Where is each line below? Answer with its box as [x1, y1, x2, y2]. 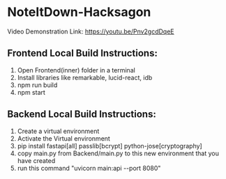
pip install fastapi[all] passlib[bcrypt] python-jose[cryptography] [17, 141, 202, 150]
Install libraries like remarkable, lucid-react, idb [17, 73, 153, 81]
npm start [17, 88, 45, 96]
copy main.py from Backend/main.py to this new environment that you [17, 149, 220, 157]
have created [17, 156, 56, 164]
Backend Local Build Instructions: [7, 109, 157, 120]
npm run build [17, 81, 58, 89]
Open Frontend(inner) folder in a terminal [17, 65, 136, 74]
